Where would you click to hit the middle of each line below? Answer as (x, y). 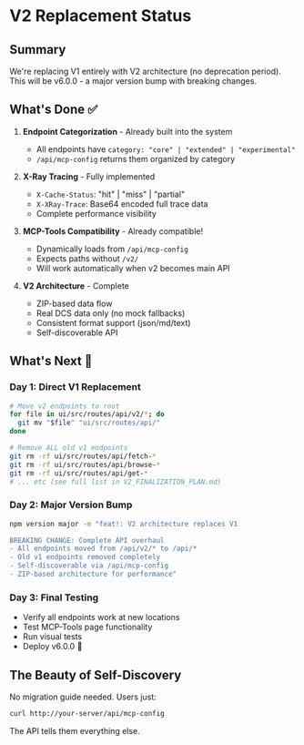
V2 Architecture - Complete (76, 286)
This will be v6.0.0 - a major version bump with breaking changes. (133, 81)
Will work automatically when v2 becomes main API (133, 268)
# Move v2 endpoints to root (65, 406)
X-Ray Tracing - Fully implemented (89, 176)
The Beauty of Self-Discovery (96, 675)
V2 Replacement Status (101, 16)
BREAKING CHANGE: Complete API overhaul (87, 540)
